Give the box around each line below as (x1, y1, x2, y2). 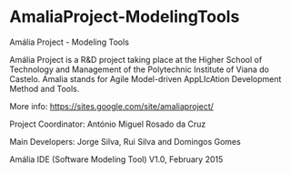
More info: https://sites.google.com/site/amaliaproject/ (9, 100, 214, 111)
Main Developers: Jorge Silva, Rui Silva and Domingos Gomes (9, 136, 241, 147)
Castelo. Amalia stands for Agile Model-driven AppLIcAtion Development (9, 73, 282, 84)
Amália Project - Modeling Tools (9, 36, 130, 47)
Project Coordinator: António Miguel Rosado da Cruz (9, 118, 206, 129)
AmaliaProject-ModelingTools (9, 6, 240, 27)
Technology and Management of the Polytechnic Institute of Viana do (9, 64, 270, 75)
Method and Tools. (9, 83, 80, 94)
